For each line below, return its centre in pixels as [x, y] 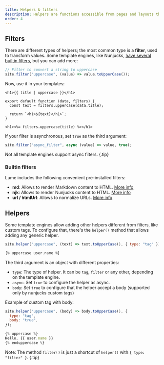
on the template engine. [36, 277]
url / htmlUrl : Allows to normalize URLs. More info [62, 198]
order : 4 [14, 19]
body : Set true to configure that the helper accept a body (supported [81, 288]
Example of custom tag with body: [40, 302]
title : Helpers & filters [31, 10]
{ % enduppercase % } [25, 343]
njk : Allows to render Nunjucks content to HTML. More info [71, 193]
